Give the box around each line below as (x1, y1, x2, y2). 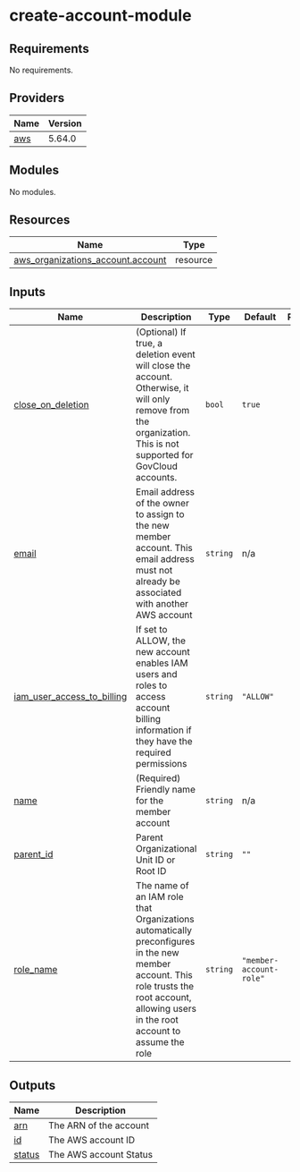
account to (135, 1025, 181, 1038)
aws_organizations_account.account (13, 254, 167, 267)
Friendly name (135, 784, 196, 796)
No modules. (9, 186, 56, 197)
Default (244, 310, 277, 323)
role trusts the (135, 981, 195, 993)
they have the (135, 735, 194, 748)
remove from (135, 404, 190, 417)
